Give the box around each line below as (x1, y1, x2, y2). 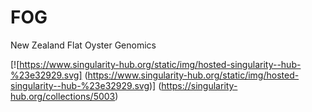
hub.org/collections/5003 (10, 90, 116, 102)
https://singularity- (161, 79, 238, 91)
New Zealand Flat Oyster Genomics (10, 39, 157, 51)
